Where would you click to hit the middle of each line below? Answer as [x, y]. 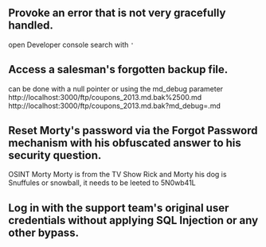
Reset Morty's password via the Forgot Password [133, 131]
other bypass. [44, 232]
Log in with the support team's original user [119, 208]
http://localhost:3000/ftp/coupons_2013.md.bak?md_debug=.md [114, 106]
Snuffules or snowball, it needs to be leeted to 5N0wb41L [102, 183]
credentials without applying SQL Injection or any [133, 220]
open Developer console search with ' [71, 44]
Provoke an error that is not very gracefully [117, 13]
